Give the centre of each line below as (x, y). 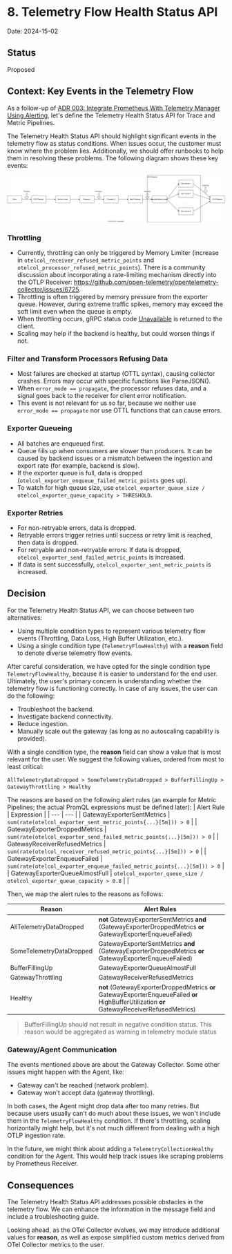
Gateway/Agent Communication (62, 1049)
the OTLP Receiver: (45, 282)
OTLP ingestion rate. (36, 1136)
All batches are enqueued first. (61, 444)
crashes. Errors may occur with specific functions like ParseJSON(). (114, 381)
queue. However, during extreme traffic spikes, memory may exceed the (120, 304)
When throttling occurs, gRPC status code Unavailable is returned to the (120, 319)
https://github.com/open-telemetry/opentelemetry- (146, 282)
